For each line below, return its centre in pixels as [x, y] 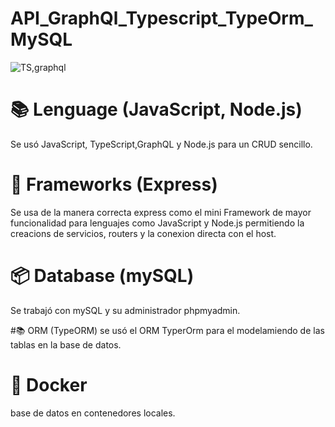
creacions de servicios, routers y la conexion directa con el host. [143, 233]
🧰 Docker [49, 384]
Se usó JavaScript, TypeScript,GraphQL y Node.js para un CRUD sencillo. [161, 144]
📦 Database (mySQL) [102, 276]
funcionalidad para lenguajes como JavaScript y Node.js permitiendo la [157, 223]
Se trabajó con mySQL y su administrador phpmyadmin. [125, 310]
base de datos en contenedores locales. [93, 413]
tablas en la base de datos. [66, 344]
